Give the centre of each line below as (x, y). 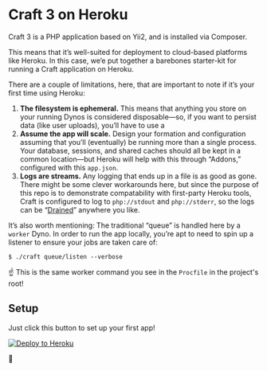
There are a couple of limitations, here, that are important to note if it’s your (132, 84)
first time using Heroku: (47, 92)
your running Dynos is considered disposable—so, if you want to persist (138, 116)
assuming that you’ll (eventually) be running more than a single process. (138, 142)
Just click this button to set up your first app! (82, 327)
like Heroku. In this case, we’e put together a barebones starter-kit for (122, 61)
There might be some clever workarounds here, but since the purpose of (139, 184)
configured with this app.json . (69, 167)
